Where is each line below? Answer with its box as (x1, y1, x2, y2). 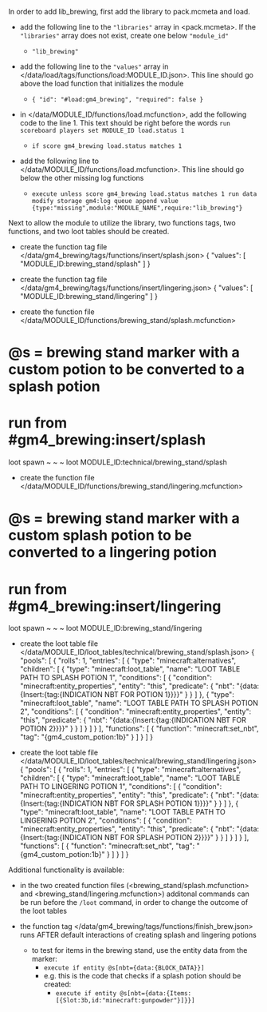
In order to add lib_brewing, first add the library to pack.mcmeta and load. (8, 7, 251, 16)
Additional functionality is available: (8, 865, 125, 875)
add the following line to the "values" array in (19, 62, 169, 71)
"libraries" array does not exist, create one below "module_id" (19, 31, 229, 40)
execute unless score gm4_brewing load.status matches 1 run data (31, 190, 257, 198)
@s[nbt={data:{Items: (120, 990, 192, 998)
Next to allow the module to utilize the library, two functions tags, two (8, 218, 237, 227)
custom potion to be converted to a (8, 361, 245, 379)
